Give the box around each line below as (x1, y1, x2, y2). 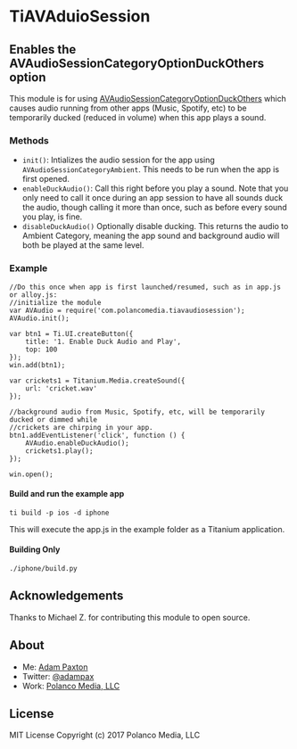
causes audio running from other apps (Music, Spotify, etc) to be (9, 103, 247, 113)
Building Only (9, 544, 61, 555)
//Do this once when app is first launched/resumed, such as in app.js (9, 283, 281, 292)
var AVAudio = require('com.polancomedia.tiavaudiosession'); (9, 306, 245, 315)
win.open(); (9, 470, 54, 479)
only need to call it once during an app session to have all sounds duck (21, 193, 284, 203)
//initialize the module (9, 298, 102, 307)
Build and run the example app (9, 489, 125, 499)
